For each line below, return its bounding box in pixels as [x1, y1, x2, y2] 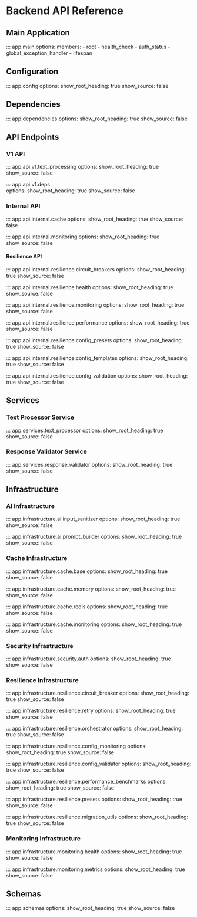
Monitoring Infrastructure [6, 834, 81, 843]
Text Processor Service [6, 413, 75, 421]
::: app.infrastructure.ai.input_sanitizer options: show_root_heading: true [6, 515, 181, 523]
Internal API [6, 202, 41, 210]
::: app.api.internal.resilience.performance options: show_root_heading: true [6, 319, 190, 326]
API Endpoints [6, 132, 59, 142]
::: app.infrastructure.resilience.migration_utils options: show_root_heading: [6, 813, 189, 821]
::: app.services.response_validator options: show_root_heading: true [6, 461, 173, 468]
